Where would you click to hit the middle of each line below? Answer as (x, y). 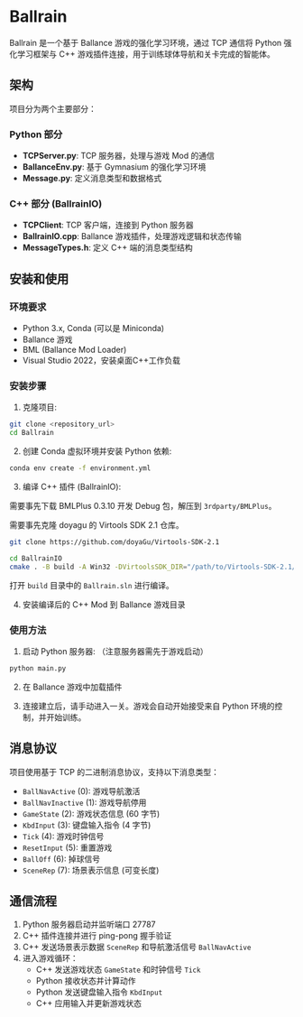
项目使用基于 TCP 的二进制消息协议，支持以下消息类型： (114, 772)
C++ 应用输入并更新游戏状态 (89, 1003)
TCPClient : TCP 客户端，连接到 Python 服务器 (108, 225)
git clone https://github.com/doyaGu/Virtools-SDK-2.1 (115, 542)
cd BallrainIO (36, 558)
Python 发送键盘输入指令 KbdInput (99, 992)
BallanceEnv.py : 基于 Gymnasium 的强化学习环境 (114, 167)
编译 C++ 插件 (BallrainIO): (72, 486)
